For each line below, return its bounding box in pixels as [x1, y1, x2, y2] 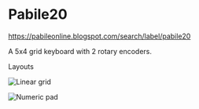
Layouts [8, 61, 34, 71]
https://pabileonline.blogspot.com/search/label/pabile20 [8, 31, 191, 41]
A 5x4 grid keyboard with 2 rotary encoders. [8, 46, 152, 56]
